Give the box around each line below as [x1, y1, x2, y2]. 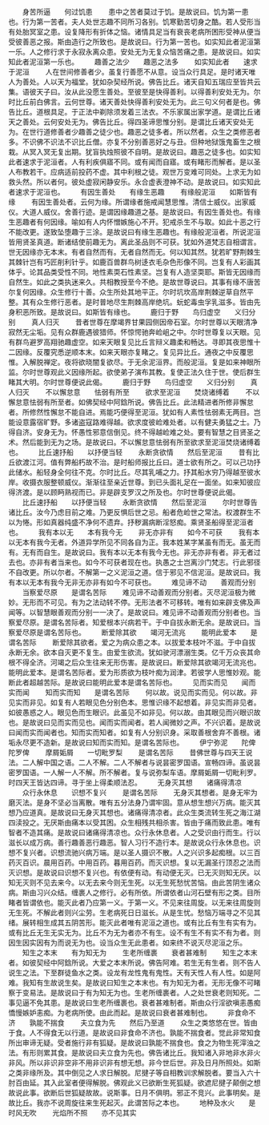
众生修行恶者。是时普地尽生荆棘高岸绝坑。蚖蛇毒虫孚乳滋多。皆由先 [35, 297, 261, 307]
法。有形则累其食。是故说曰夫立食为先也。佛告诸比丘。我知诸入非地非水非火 [8, 1048, 261, 1057]
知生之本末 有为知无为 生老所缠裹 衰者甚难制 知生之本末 [22, 948, 258, 957]
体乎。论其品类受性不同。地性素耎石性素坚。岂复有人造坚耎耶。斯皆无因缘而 [8, 267, 261, 276]
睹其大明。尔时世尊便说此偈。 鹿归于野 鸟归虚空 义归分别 [8, 377, 235, 387]
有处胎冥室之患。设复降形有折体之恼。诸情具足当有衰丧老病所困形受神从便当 [8, 27, 261, 36]
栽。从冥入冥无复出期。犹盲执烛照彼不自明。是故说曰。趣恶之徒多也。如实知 [8, 147, 261, 156]
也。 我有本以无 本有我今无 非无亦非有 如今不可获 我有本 [8, 528, 260, 536]
